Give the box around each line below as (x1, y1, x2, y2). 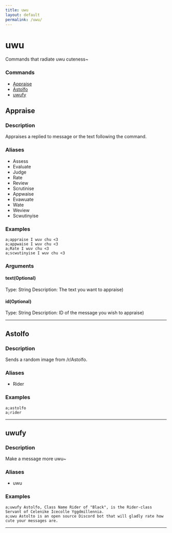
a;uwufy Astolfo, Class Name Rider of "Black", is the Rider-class (5, 504, 153, 510)
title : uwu (5, 7, 29, 13)
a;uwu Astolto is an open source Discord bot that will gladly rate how (5, 513, 164, 519)
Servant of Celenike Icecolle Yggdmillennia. (5, 509, 104, 514)
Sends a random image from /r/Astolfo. (5, 356, 88, 363)
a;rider (5, 410, 22, 415)
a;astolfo (5, 405, 27, 411)
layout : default (5, 12, 40, 17)
